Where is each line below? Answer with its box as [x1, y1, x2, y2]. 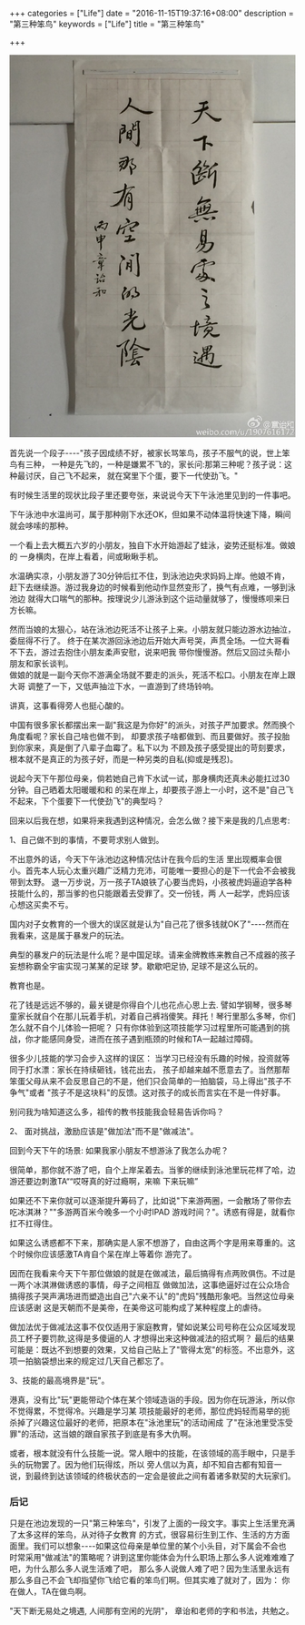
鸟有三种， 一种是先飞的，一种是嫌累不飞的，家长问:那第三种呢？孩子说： [9, 459, 284, 470]
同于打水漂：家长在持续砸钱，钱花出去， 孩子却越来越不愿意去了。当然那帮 [9, 1064, 290, 1075]
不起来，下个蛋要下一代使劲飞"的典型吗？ [9, 796, 165, 807]
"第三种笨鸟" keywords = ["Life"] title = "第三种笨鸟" [9, 18, 205, 29]
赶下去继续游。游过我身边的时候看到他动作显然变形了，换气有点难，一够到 [9, 582, 288, 593]
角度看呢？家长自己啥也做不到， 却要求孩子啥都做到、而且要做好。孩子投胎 [9, 731, 290, 741]
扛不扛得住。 [9, 1218, 57, 1228]
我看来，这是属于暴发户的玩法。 [9, 930, 129, 940]
